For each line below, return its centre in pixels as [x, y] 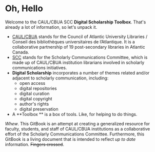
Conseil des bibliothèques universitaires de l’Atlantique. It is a [73, 41]
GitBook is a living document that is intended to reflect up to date [70, 139]
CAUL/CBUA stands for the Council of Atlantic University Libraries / [80, 37]
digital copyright [36, 98]
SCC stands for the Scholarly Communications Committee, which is [80, 57]
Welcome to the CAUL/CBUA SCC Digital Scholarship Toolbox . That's [76, 22]
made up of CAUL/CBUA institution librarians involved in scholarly [78, 62]
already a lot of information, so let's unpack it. [51, 27]
